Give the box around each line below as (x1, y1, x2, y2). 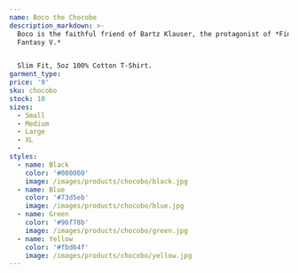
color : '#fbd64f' (25, 243, 90, 252)
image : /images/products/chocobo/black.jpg (25, 176, 189, 186)
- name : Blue (17, 185, 66, 194)
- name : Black (17, 160, 69, 169)
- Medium (17, 119, 50, 129)
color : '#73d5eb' (25, 193, 90, 202)
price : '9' (9, 78, 50, 87)
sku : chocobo (9, 86, 58, 95)
